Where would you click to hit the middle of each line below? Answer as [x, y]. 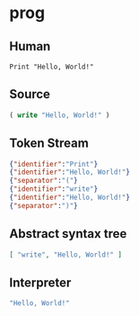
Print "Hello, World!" [52, 67]
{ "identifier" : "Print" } [54, 164]
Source [30, 94]
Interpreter [40, 282]
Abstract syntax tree [68, 234]
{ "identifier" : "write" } [54, 189]
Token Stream [49, 144]
